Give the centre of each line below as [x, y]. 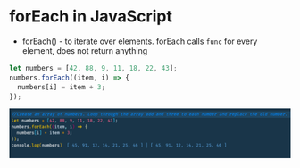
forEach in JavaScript [91, 17]
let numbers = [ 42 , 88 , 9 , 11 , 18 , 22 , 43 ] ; [93, 68]
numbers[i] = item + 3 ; [61, 87]
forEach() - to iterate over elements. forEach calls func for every [140, 41]
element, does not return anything [85, 50]
